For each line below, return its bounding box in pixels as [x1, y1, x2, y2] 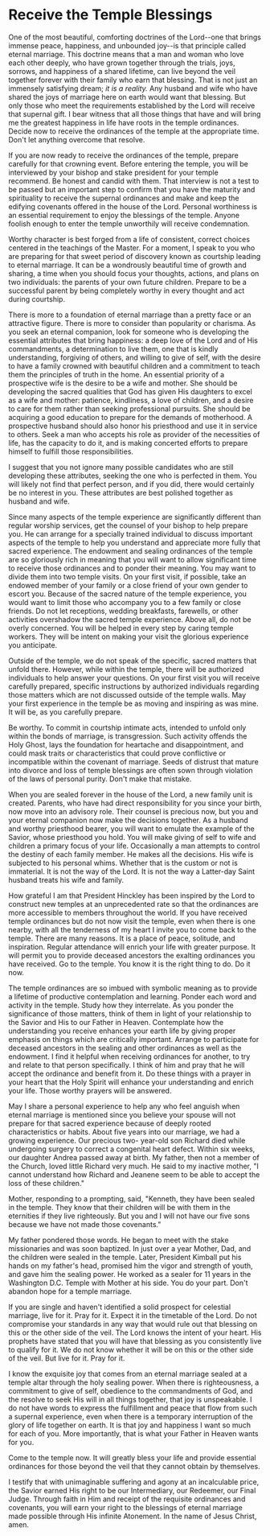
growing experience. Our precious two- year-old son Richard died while [8, 1135, 246, 1145]
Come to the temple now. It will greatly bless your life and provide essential [8, 1452, 257, 1462]
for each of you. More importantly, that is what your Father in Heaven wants [8, 1428, 259, 1438]
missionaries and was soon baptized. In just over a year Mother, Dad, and [8, 1243, 252, 1253]
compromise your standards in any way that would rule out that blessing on [8, 1319, 258, 1328]
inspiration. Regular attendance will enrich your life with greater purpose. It [8, 941, 256, 951]
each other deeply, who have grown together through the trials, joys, [8, 58, 235, 68]
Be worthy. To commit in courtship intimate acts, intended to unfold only [8, 723, 247, 732]
